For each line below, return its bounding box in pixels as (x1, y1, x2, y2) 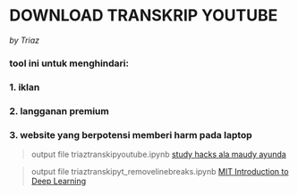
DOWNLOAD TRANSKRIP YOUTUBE (9, 5, 278, 26)
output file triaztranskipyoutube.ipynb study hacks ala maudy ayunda (30, 149, 286, 159)
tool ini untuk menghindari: (9, 57, 130, 69)
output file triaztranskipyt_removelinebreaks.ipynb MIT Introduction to (30, 167, 289, 176)
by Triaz (9, 35, 40, 45)
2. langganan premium (9, 104, 109, 117)
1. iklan (9, 81, 40, 93)
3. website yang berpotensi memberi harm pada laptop (9, 128, 252, 141)
